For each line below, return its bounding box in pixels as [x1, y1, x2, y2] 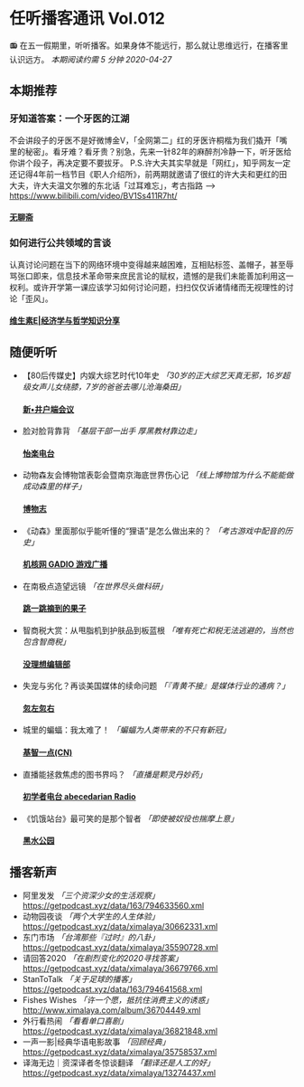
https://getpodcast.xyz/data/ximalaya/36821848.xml [22, 1026, 218, 1036]
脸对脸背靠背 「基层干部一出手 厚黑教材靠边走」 [22, 426, 201, 437]
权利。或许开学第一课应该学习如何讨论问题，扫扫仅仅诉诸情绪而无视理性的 [9, 281, 286, 292]
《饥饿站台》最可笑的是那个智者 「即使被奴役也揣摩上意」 [22, 813, 239, 824]
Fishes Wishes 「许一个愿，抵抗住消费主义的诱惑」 [22, 995, 214, 1006]
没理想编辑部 [22, 658, 70, 669]
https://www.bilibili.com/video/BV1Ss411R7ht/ [9, 190, 178, 201]
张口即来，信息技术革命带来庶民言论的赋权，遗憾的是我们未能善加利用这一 [16, 270, 294, 281]
